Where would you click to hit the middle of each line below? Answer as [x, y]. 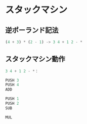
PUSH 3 [12, 80]
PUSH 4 [12, 85]
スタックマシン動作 [35, 59]
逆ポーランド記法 [32, 30]
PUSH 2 [12, 104]
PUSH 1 [12, 99]
